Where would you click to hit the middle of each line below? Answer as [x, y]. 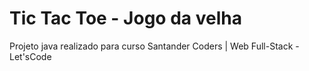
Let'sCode [30, 56]
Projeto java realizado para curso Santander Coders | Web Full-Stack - [154, 46]
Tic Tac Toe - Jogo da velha [125, 18]
